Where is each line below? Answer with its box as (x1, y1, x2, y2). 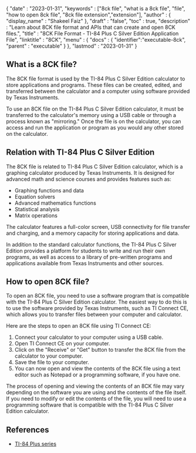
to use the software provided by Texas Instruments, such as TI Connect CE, (6, 305, 189, 312)
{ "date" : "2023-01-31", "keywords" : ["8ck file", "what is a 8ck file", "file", (6, 5, 185, 12)
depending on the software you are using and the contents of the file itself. (6, 389, 187, 396)
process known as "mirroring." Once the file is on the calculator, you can (6, 118, 181, 125)
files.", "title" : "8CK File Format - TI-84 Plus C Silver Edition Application (6, 30, 179, 37)
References (6, 425, 49, 435)
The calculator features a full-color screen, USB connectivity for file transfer (6, 223, 191, 230)
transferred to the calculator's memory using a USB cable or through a (6, 111, 177, 118)
